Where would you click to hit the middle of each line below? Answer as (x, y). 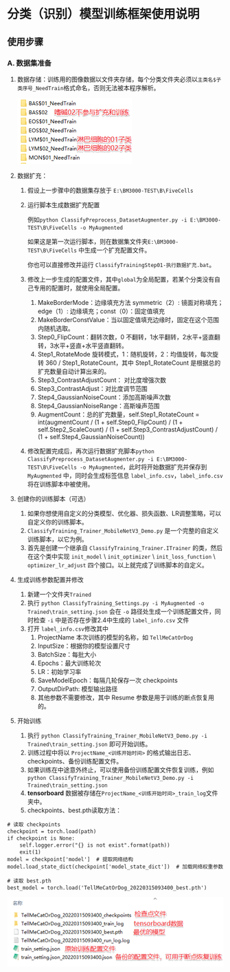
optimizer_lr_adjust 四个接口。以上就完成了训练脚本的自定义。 (117, 564)
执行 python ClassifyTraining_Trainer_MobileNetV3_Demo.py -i (117, 735)
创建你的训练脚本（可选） (53, 498)
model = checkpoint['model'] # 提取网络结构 (70, 859)
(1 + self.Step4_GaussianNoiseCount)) (91, 436)
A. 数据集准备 (29, 63)
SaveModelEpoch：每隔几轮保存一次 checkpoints (108, 680)
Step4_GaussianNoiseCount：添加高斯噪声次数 (104, 397)
